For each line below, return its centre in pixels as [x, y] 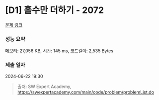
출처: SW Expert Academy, [44, 86]
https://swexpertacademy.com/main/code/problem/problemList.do [86, 92]
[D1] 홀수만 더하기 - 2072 [55, 10]
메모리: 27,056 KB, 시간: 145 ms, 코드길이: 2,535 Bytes [59, 51]
